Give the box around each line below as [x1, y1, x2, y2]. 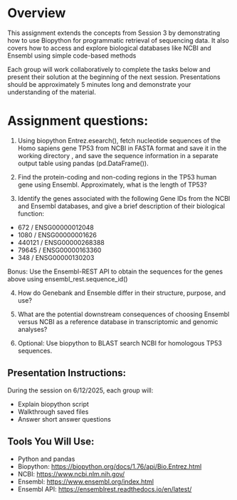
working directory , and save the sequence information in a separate [17, 151, 218, 160]
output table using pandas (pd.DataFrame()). [17, 159, 149, 167]
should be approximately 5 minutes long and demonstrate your [7, 80, 191, 88]
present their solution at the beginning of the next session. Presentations [7, 73, 221, 81]
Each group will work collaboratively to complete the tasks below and [7, 65, 211, 73]
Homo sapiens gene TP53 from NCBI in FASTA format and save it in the [17, 144, 227, 152]
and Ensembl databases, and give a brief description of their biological [17, 202, 226, 210]
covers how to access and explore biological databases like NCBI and [7, 43, 211, 52]
